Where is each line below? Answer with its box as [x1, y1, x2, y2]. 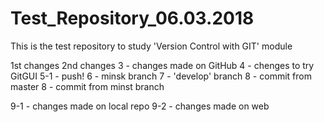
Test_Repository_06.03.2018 [10, 7, 255, 30]
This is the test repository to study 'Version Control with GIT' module [10, 40, 293, 52]
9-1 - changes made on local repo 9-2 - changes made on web [10, 100, 270, 112]
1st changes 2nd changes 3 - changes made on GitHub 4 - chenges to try [10, 59, 315, 71]
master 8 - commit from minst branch [10, 80, 165, 92]
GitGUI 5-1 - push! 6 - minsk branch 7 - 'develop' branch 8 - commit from [10, 70, 312, 82]
